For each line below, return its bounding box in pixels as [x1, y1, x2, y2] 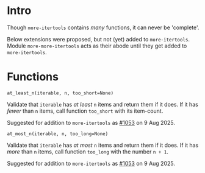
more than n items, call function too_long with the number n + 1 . [7, 147, 168, 155]
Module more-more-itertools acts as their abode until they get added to [7, 42, 187, 49]
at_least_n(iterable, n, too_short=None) [7, 90, 114, 96]
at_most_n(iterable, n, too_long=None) [7, 130, 109, 137]
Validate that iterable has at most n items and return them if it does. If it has [7, 141, 199, 149]
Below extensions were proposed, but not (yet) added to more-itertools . [7, 35, 190, 43]
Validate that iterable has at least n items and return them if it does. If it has [7, 101, 199, 108]
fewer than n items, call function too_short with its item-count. [7, 107, 164, 115]
